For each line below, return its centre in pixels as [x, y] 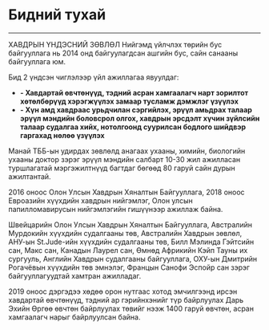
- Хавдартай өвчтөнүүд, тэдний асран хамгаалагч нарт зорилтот [134, 92]
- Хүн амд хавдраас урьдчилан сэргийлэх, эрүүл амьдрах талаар [136, 109]
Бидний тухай [57, 15]
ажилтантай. [30, 176]
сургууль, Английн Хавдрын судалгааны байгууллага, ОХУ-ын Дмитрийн [133, 259]
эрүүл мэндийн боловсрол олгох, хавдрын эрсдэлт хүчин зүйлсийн [140, 118]
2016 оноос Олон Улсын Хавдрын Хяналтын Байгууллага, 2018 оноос [127, 192]
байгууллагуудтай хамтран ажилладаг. [75, 275]
